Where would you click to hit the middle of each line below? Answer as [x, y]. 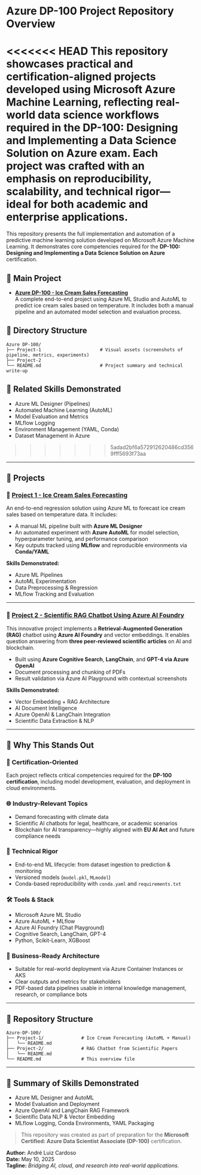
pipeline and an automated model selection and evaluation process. [98, 312]
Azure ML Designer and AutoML [54, 1098]
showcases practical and [70, 64]
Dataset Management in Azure [52, 435]
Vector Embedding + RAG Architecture [62, 701]
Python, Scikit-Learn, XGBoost [52, 940]
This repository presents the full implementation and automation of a [91, 234]
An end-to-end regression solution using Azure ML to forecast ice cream [96, 508]
